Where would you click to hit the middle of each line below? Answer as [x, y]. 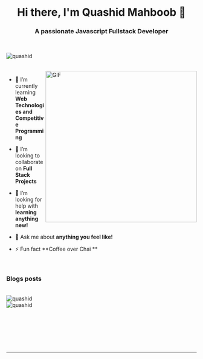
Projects [26, 182]
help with [26, 206]
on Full [24, 168]
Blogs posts [24, 279]
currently [26, 86]
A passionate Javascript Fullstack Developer [101, 31]
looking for [28, 200]
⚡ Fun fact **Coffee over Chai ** [56, 249]
